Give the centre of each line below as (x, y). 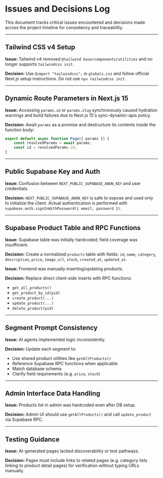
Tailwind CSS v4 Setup (40, 47)
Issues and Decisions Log (57, 9)
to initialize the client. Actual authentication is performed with (66, 203)
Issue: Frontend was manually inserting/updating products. (64, 269)
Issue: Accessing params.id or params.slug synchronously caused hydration (81, 110)
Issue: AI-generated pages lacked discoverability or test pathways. (72, 451)
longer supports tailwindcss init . (40, 64)
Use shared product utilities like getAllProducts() (62, 358)
